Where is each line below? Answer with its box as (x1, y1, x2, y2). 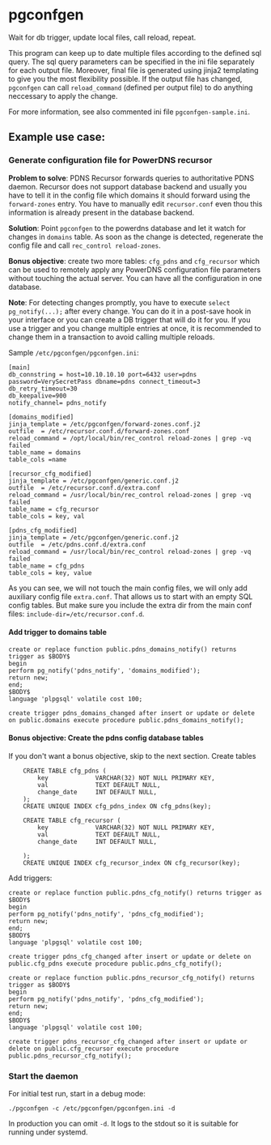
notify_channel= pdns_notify (8, 398, 107, 406)
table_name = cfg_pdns (8, 561, 85, 570)
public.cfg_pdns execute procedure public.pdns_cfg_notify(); (8, 960, 222, 968)
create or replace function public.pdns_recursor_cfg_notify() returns (8, 974, 255, 982)
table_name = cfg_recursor (8, 504, 100, 513)
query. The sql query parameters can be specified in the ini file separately (8, 57, 255, 66)
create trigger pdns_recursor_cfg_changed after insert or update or (8, 1038, 248, 1046)
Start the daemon (8, 1071, 78, 1082)
